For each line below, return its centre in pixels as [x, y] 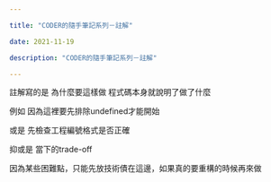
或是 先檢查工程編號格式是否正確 [70, 130]
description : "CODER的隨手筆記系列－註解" [83, 58]
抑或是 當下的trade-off [51, 150]
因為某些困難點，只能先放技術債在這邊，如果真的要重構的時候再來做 [135, 169]
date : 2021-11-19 [42, 41]
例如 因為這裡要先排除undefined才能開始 [85, 111]
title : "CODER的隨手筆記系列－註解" [71, 25]
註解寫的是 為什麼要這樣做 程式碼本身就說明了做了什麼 [110, 92]
